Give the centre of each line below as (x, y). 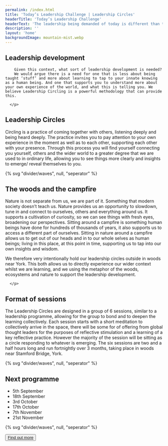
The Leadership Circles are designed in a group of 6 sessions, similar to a (81, 311)
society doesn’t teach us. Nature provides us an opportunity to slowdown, (81, 206)
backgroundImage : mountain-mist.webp (44, 38)
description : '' (22, 28)
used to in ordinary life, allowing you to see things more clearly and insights (83, 158)
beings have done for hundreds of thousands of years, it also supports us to (83, 227)
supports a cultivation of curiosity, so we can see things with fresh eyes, (80, 217)
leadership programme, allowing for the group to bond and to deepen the (80, 316)
